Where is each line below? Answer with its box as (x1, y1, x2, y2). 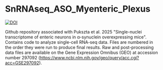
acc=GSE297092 (5, 60, 39, 66)
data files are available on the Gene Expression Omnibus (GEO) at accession (5, 50, 158, 55)
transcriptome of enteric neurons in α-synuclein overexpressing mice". (5, 34, 147, 40)
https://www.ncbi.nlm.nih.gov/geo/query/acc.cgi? (39, 54, 140, 60)
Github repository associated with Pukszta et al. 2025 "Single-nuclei (5, 29, 142, 35)
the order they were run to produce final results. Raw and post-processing (5, 44, 154, 50)
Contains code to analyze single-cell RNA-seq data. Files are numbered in (5, 39, 153, 45)
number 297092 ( (5, 54, 40, 60)
